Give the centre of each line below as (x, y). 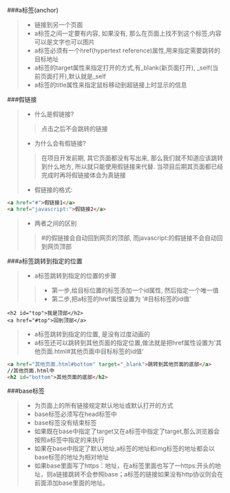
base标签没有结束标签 (65, 423)
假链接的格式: (53, 190)
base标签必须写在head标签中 (75, 414)
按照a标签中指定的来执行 (69, 440)
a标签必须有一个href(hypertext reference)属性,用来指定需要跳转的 (127, 51)
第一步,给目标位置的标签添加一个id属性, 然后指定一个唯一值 (135, 290)
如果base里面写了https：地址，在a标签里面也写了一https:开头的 (125, 465)
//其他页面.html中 (31, 371)
